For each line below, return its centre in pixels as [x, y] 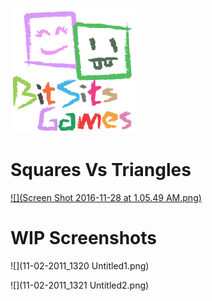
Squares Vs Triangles [101, 170]
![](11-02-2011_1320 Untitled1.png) [80, 265]
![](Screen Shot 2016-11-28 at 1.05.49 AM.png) [106, 197]
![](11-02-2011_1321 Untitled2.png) [80, 285]
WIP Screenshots [84, 238]
